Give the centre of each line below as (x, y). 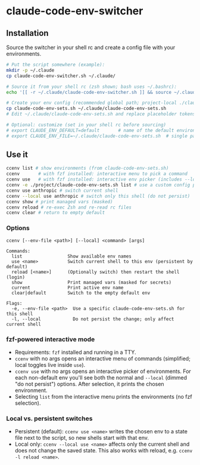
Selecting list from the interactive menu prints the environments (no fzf (103, 396)
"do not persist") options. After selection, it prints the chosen (90, 384)
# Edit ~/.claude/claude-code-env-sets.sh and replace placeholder (92, 114)
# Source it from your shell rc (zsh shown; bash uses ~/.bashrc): (92, 87)
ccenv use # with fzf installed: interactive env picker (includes (94, 180)
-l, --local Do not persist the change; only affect (93, 319)
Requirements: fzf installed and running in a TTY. (75, 352)
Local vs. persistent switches (49, 418)
